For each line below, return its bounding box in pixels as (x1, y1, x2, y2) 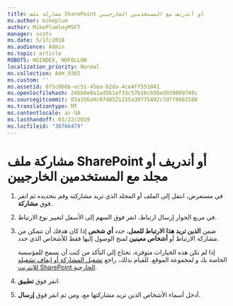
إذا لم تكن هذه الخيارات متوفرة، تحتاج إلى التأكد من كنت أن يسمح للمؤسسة (17, 248, 216, 256)
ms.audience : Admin (7, 43, 65, 50)
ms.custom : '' (7, 76, 50, 84)
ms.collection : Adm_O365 (7, 70, 81, 77)
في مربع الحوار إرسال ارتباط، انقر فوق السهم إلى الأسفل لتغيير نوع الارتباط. (17, 213, 217, 222)
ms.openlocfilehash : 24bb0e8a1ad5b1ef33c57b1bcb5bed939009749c (7, 89, 198, 97)
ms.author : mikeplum (7, 17, 69, 24)
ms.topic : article (7, 50, 62, 58)
